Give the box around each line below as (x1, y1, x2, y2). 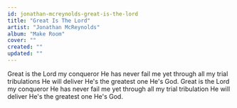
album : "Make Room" (7, 30, 65, 38)
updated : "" (7, 50, 43, 58)
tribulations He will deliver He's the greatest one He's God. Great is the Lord (7, 77, 230, 85)
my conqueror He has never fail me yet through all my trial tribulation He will (7, 85, 231, 93)
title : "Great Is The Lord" (7, 17, 91, 24)
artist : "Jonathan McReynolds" (7, 23, 100, 31)
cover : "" (7, 37, 37, 44)
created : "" (7, 43, 43, 50)
